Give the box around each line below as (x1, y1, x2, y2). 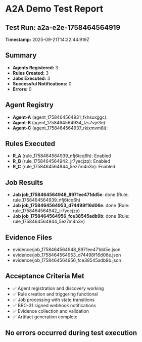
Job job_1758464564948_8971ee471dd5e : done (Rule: (12, 191, 129, 198)
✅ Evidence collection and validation (12, 308, 89, 314)
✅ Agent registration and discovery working (12, 285, 104, 291)
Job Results (5, 178, 43, 187)
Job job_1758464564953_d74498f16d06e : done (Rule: (12, 203, 130, 209)
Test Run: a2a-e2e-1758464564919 (5, 23, 120, 32)
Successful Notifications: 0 (12, 80, 72, 86)
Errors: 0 (12, 86, 32, 92)
